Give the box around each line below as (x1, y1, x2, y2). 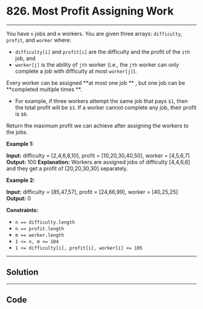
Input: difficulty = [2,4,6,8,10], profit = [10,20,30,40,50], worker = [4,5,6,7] (6, 151, 190, 159)
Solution (6, 267, 39, 277)
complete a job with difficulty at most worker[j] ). (14, 67, 137, 75)
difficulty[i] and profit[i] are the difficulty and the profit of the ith (14, 48, 190, 55)
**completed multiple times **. (6, 85, 82, 93)
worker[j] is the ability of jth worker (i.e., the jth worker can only (14, 61, 179, 68)
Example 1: (6, 140, 34, 147)
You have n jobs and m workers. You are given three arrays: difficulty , (6, 30, 182, 37)
